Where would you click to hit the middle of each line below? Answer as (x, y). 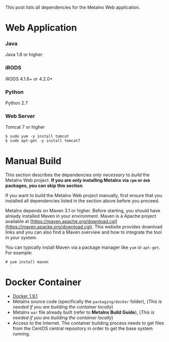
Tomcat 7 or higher (25, 127)
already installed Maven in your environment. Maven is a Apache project (81, 216)
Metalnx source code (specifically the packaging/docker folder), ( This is (87, 301)
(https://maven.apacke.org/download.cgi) (49, 227)
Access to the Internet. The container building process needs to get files (88, 323)
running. (21, 334)
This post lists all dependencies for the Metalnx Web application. (73, 7)
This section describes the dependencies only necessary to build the (77, 175)
